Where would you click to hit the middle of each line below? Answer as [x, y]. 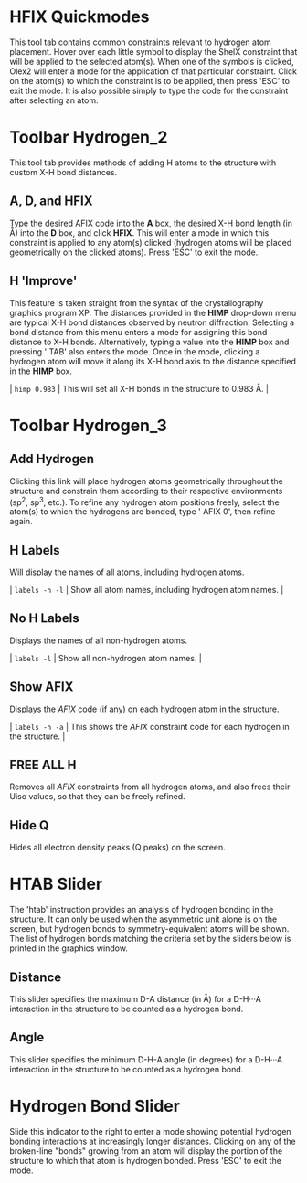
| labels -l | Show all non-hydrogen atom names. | [106, 658]
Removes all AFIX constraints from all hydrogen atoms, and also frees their [150, 787]
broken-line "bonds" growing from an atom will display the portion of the [146, 1151]
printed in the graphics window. [69, 948]
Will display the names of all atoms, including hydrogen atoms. [127, 572]
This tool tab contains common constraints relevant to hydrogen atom [140, 42]
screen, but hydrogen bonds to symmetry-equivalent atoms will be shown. [149, 929]
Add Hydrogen [52, 459]
